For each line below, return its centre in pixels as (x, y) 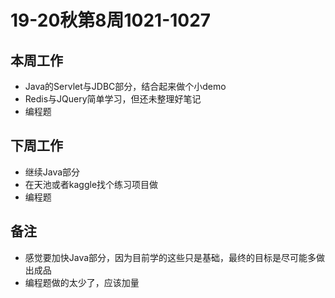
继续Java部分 (52, 172)
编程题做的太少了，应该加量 (82, 282)
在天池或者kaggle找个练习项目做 (91, 184)
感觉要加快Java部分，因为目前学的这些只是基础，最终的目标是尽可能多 (170, 257)
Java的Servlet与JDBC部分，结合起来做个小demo (125, 86)
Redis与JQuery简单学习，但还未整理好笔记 (113, 99)
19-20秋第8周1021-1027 (111, 20)
